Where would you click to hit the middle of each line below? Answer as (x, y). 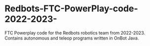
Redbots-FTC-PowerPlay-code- (72, 9)
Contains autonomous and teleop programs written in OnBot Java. (72, 38)
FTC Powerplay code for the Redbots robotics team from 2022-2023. (75, 33)
